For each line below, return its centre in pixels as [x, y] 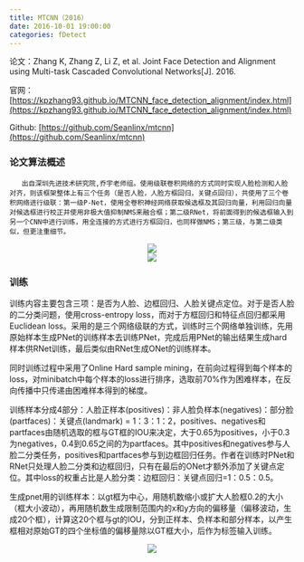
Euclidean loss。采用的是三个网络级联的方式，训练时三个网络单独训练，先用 [151, 326]
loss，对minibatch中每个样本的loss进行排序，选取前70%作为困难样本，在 [147, 379]
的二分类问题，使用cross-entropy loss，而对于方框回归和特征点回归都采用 [147, 314]
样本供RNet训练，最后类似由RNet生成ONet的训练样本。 [113, 348]
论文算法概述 [38, 162]
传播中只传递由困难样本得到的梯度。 [84, 390]
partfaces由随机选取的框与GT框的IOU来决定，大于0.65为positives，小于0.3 [150, 432]
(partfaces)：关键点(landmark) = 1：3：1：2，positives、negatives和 [138, 421]
